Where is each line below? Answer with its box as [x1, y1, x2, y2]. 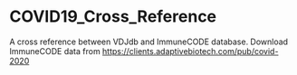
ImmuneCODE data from [9, 45, 101, 56]
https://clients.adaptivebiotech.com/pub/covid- [102, 45, 279, 56]
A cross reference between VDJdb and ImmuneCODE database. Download [9, 36, 288, 47]
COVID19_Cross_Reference [9, 6, 217, 27]
